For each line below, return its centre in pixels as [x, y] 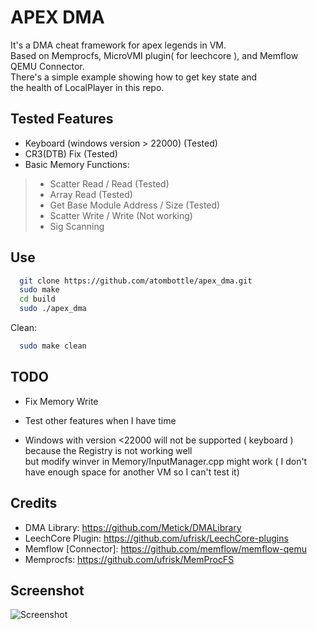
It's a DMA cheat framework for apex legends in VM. [118, 45]
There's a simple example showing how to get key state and [134, 77]
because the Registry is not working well [108, 450]
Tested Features [62, 119]
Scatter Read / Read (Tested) [109, 183]
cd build [37, 299]
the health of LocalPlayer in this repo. [87, 87]
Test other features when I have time [100, 420]
